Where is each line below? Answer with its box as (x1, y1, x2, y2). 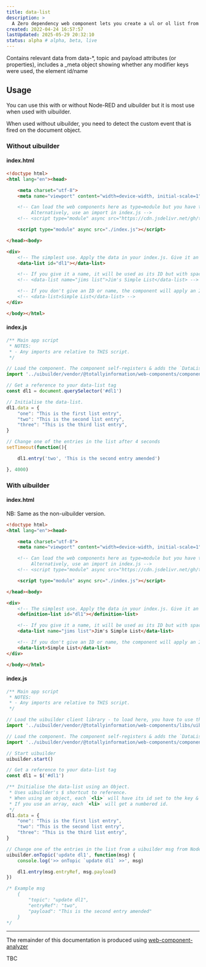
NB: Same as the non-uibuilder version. (6, 510, 106, 517)
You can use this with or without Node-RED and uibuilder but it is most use (6, 101, 195, 109)
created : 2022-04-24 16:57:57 (6, 26, 84, 33)
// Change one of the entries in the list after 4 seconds (6, 439, 161, 445)
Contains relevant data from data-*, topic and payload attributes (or (6, 55, 177, 61)
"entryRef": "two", (28, 903, 78, 909)
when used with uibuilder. (6, 108, 72, 115)
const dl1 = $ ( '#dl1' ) (6, 772, 64, 779)
